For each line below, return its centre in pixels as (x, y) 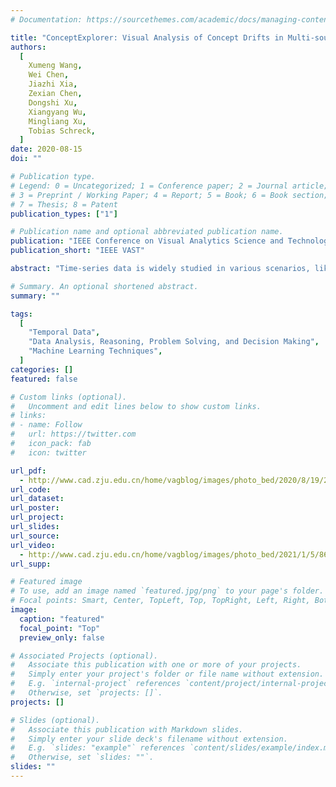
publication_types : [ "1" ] (64, 214)
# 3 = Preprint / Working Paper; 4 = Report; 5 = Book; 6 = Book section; (169, 195)
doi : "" (26, 159)
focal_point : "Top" (60, 628)
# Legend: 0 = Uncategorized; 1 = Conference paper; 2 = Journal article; (169, 186)
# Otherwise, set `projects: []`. (86, 693)
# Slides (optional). (55, 720)
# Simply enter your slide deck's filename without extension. (149, 739)
